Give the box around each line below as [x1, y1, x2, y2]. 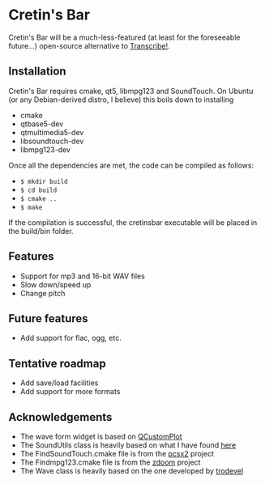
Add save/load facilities [19, 378, 99, 388]
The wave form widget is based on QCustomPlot [19, 431, 182, 441]
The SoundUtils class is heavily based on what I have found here [19, 440, 237, 450]
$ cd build [19, 186, 58, 194]
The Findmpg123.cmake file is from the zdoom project [19, 457, 201, 467]
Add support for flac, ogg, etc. [19, 333, 122, 343]
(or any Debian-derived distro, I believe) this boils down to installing [8, 95, 234, 104]
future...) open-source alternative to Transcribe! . [8, 40, 170, 50]
